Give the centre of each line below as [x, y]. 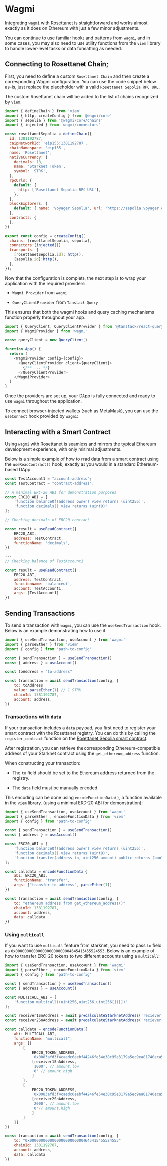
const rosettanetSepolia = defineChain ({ [49, 134]
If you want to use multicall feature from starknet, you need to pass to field [83, 946]
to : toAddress [29, 686]
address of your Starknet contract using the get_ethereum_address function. [83, 753]
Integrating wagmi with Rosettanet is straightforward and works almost [76, 23]
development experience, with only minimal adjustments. [63, 449]
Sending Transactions [40, 613]
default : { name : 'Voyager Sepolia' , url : [59, 208]
